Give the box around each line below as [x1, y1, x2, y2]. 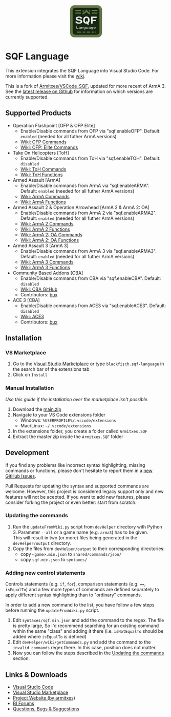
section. [12, 655, 30, 662]
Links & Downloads [5, 670, 68, 679]
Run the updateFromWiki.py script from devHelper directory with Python [12, 523, 162, 530]
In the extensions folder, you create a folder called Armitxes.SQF [12, 428, 147, 434]
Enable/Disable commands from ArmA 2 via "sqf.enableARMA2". [20, 210, 157, 216]
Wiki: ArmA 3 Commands [20, 259, 74, 265]
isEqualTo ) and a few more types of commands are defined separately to [5, 587, 160, 593]
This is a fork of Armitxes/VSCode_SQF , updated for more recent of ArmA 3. [5, 83, 166, 89]
